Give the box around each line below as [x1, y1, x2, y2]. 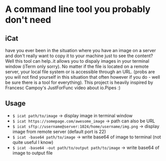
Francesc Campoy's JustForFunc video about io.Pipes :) [5, 85, 121, 91]
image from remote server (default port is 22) [12, 128, 106, 134]
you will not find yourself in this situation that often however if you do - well [5, 74, 160, 80]
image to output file [12, 149, 53, 156]
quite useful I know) [12, 139, 53, 145]
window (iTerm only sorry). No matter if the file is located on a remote [5, 64, 149, 69]
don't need [5, 14, 51, 26]
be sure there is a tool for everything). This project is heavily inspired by [5, 79, 153, 85]
